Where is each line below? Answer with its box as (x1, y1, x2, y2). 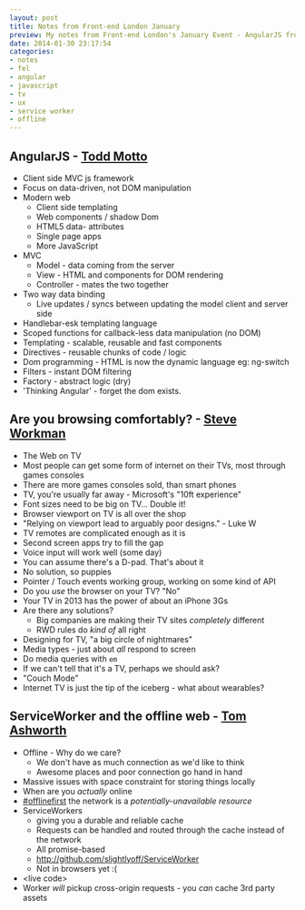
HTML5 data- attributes (35, 220, 124, 232)
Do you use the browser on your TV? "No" (22, 585, 181, 596)
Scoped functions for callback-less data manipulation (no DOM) (22, 327, 261, 338)
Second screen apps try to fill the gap (22, 537, 164, 548)
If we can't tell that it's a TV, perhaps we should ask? (22, 662, 221, 673)
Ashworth (9, 723, 67, 738)
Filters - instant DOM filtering (22, 366, 132, 377)
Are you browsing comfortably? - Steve (9, 411, 238, 428)
